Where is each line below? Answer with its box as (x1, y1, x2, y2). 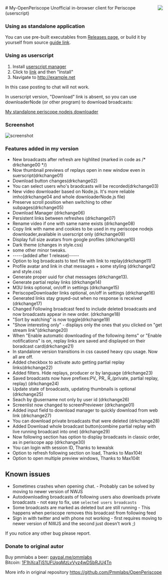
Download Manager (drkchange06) (12, 210, 85, 216)
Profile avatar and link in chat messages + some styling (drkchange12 (12, 263, 156, 269)
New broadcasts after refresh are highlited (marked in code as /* (12, 157, 146, 163)
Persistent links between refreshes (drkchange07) (12, 215, 116, 221)
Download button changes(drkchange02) (12, 178, 98, 184)
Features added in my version (5, 145, 79, 152)
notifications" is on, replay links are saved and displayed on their (12, 338, 146, 344)
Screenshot (5, 121, 34, 128)
